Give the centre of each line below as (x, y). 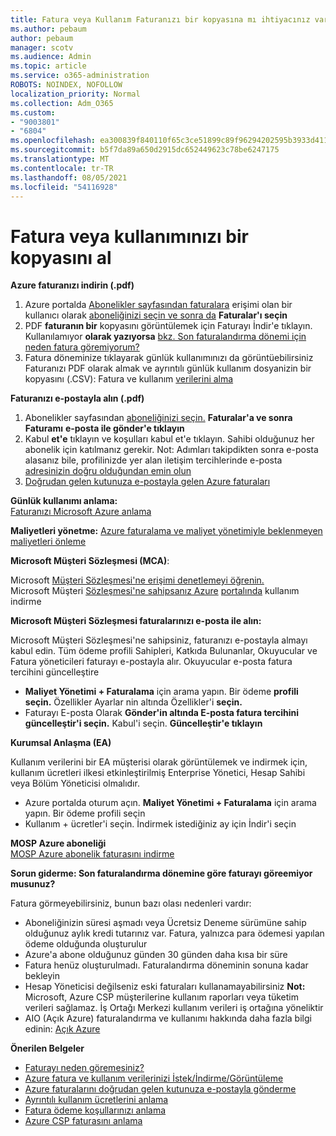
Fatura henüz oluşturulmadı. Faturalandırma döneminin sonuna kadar (166, 965)
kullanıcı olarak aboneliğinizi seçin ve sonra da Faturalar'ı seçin (156, 315)
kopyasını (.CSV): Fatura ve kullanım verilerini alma (129, 379)
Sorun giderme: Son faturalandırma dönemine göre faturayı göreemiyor (161, 873)
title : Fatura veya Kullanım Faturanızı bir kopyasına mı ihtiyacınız (160, 19)
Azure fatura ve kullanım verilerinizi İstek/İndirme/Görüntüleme (154, 1078)
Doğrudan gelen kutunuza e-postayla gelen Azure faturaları (147, 482)
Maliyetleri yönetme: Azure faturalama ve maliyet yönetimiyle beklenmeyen (166, 531)
